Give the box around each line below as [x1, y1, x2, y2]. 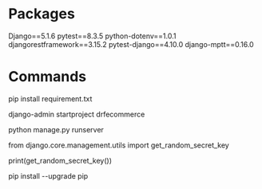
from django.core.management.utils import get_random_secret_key [8, 140, 229, 150]
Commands [8, 68, 87, 86]
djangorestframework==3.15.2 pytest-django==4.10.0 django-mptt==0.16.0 [8, 39, 254, 49]
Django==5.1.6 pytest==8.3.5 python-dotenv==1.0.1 [8, 31, 177, 41]
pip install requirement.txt [8, 93, 93, 104]
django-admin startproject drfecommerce [8, 109, 145, 119]
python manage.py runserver [8, 124, 104, 134]
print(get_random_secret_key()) [8, 156, 113, 165]
